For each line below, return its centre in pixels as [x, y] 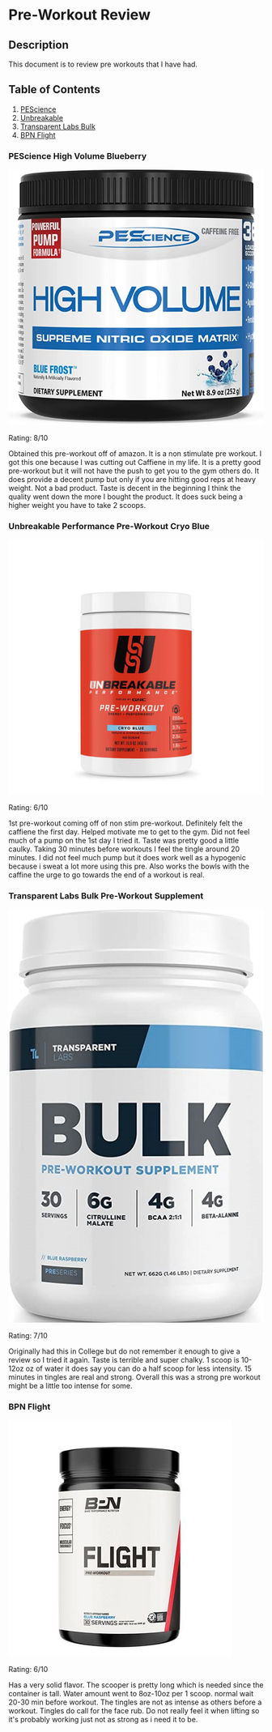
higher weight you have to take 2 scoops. [77, 505]
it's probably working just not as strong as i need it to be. [103, 1719]
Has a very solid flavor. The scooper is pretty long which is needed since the [136, 1685]
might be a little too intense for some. [70, 1386]
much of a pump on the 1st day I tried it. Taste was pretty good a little [124, 841]
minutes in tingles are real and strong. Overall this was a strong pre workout [134, 1377]
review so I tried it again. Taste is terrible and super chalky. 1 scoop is [124, 1360]
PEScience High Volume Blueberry [78, 156]
